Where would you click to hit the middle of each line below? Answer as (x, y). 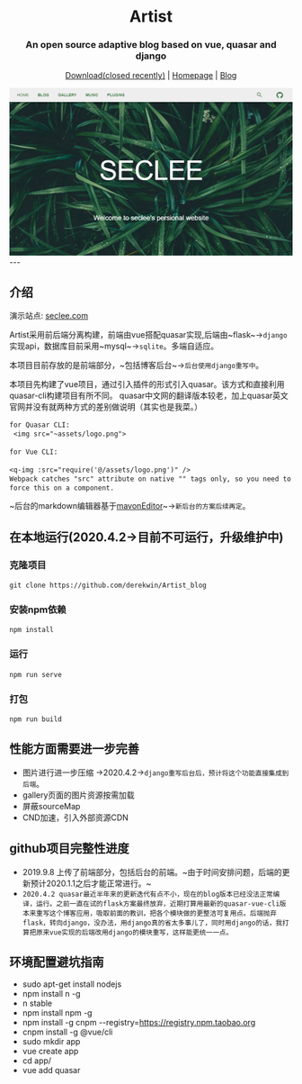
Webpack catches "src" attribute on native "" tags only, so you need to (151, 479)
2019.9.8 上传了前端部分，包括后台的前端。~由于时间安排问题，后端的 (152, 872)
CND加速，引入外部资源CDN (75, 818)
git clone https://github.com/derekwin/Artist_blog (108, 586)
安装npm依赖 (38, 610)
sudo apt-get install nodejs (72, 984)
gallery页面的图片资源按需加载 (78, 795)
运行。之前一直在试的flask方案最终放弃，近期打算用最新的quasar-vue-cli (158, 903)
